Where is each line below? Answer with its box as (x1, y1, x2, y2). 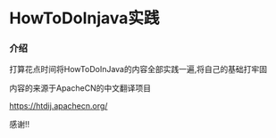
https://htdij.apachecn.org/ (9, 101, 108, 111)
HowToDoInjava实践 (9, 8, 160, 28)
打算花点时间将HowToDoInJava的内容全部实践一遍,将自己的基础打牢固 (9, 64, 268, 75)
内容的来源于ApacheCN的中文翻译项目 (9, 83, 152, 93)
